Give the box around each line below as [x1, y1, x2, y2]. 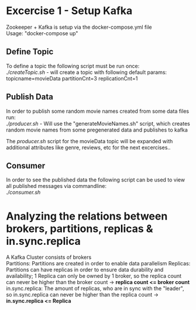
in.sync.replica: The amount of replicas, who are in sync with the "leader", [6, 285, 184, 292]
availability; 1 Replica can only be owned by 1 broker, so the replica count [6, 272, 182, 279]
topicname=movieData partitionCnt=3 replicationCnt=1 [6, 75, 138, 82]
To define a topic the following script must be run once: [6, 62, 140, 69]
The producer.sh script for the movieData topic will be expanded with [6, 137, 173, 144]
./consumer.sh [6, 189, 41, 196]
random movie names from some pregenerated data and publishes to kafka [6, 126, 188, 133]
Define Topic [6, 47, 54, 57]
